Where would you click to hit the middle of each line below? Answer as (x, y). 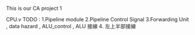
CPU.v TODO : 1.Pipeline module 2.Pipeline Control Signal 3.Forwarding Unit (97, 19)
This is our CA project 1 (34, 8)
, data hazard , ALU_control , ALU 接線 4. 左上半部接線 (71, 26)
